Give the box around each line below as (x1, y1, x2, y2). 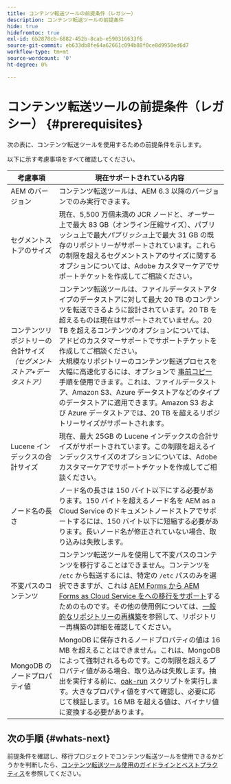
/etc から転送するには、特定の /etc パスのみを (58, 570, 210, 580)
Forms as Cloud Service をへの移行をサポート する (58, 591, 221, 600)
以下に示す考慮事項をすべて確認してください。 (7, 155, 139, 163)
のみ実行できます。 (72, 197, 134, 206)
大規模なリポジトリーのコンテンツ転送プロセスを (58, 356, 218, 366)
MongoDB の (10, 661, 52, 671)
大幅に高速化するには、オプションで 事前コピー (58, 367, 212, 376)
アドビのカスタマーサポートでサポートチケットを (58, 336, 218, 345)
